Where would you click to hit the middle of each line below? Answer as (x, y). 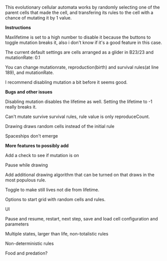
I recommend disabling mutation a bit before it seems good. (67, 82)
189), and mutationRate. (29, 72)
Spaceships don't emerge (32, 136)
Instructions (18, 27)
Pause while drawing (27, 165)
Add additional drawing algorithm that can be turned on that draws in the (80, 175)
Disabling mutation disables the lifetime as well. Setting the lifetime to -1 (79, 101)
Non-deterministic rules (29, 243)
